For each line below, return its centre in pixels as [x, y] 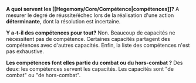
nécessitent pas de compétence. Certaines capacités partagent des [88, 39]
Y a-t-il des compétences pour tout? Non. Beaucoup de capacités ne [91, 33]
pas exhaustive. [25, 51]
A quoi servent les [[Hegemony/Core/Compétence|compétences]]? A [93, 9]
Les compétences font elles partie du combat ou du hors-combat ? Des [94, 63]
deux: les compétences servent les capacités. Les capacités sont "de [90, 69]
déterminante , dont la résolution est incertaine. [63, 21]
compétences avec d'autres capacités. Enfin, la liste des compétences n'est [98, 45]
